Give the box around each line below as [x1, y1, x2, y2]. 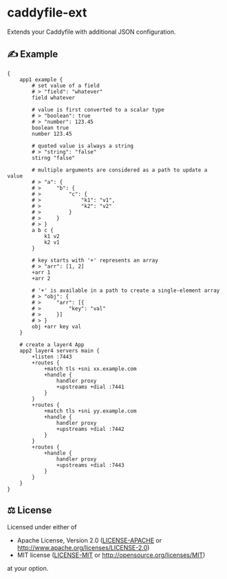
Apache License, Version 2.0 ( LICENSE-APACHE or [17, 536, 162, 545]
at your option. [7, 564, 49, 572]
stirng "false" [32, 154, 76, 161]
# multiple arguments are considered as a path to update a [32, 167, 208, 173]
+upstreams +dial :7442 [56, 425, 125, 432]
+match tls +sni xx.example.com [43, 365, 137, 372]
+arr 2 [32, 275, 51, 282]
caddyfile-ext [7, 5, 87, 21]
